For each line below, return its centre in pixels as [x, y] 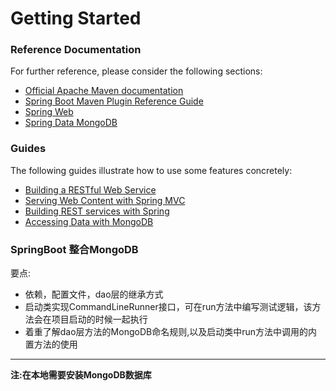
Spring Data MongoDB [71, 123]
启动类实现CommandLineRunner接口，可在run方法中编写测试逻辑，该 [168, 307]
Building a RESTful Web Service [90, 189]
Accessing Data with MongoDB [89, 221]
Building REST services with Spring [97, 211]
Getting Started [76, 18]
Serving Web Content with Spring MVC [105, 200]
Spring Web [49, 112]
